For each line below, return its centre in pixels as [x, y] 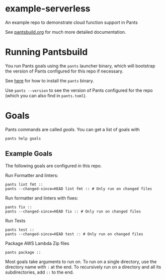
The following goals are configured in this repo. [54, 166]
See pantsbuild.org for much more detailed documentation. [66, 32]
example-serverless [48, 9]
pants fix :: [19, 207]
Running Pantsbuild [46, 52]
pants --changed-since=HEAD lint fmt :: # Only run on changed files [79, 189]
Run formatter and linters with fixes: [42, 198]
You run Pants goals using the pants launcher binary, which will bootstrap [80, 66]
